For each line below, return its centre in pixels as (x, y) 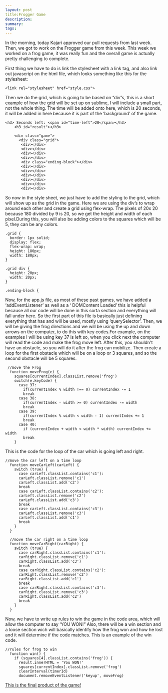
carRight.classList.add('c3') (50, 562)
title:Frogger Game (25, 15)
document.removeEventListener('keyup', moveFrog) (71, 676)
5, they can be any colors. (32, 224)
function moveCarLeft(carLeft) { (44, 465)
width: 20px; (23, 278)
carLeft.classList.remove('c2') (52, 496)
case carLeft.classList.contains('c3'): (61, 509)
